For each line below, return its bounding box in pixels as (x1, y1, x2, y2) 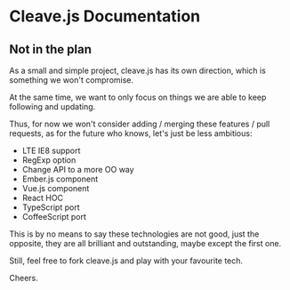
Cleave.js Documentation (9, 6, 201, 27)
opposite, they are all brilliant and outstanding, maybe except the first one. (9, 238, 282, 248)
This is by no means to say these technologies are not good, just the (9, 229, 260, 239)
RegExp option (21, 155, 77, 165)
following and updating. (9, 101, 96, 112)
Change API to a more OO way (21, 165, 135, 174)
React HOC (21, 193, 64, 203)
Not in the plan (9, 42, 92, 57)
